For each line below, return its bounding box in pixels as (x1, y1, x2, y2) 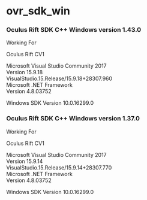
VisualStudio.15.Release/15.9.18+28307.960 (6, 75, 113, 82)
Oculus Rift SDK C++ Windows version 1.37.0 (6, 114, 140, 123)
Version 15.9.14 (6, 157, 43, 165)
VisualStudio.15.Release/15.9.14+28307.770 (6, 163, 112, 171)
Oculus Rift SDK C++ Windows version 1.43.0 (6, 26, 142, 34)
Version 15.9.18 (6, 69, 43, 76)
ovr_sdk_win (6, 4, 70, 18)
